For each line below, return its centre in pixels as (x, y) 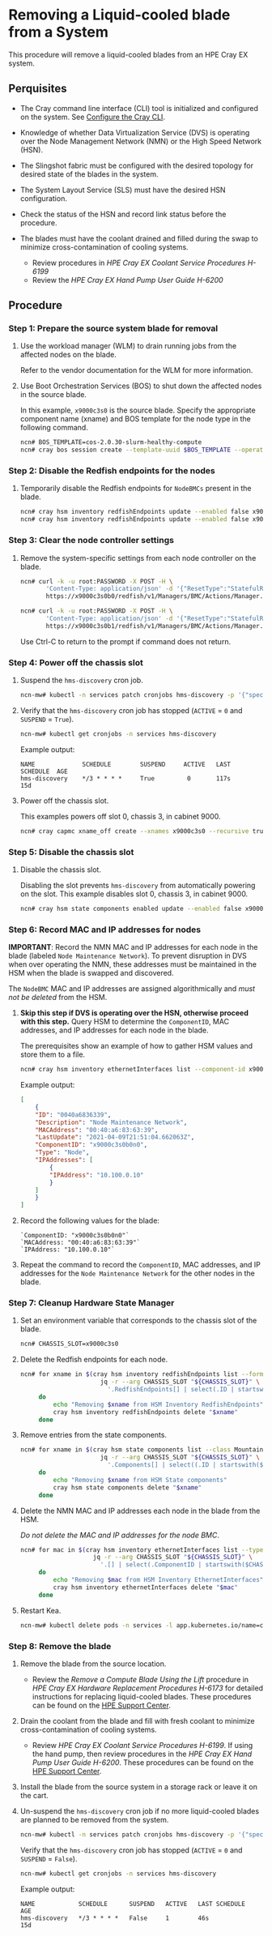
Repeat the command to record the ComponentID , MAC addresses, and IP (140, 1265)
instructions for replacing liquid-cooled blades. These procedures (142, 1696)
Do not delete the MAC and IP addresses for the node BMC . (120, 1535)
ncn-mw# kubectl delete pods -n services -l (96, 1625)
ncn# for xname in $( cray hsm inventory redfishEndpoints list (129, 1374)
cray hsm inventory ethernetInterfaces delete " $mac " (146, 1587)
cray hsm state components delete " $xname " (127, 1487)
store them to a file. (53, 1054)
